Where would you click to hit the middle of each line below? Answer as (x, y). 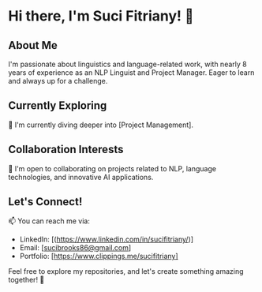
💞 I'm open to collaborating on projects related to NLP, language (112, 168)
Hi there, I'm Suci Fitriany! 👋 (101, 16)
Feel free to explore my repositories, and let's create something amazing (126, 271)
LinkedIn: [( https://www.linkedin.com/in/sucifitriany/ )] (107, 239)
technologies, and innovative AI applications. (81, 177)
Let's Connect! (45, 202)
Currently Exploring (58, 106)
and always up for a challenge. (58, 81)
